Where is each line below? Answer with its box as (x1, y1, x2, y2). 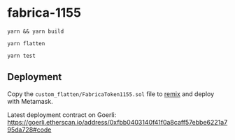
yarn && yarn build (7, 28, 64, 35)
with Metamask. (7, 97, 54, 105)
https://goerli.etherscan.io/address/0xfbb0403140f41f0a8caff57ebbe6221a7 (7, 118, 228, 126)
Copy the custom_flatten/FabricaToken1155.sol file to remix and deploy (7, 89, 215, 98)
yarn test (7, 52, 36, 59)
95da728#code (7, 125, 52, 134)
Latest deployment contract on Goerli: (7, 110, 117, 119)
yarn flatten (7, 40, 45, 47)
